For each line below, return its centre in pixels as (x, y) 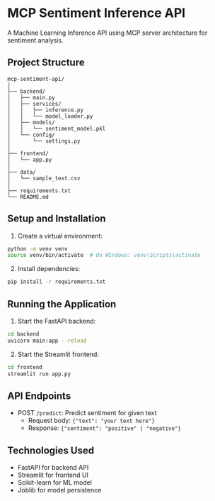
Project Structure (46, 63)
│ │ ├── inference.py (45, 110)
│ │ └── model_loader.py (50, 116)
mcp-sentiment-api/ (36, 79)
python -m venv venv (38, 249)
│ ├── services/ (34, 104)
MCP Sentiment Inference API (97, 13)
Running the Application (62, 304)
